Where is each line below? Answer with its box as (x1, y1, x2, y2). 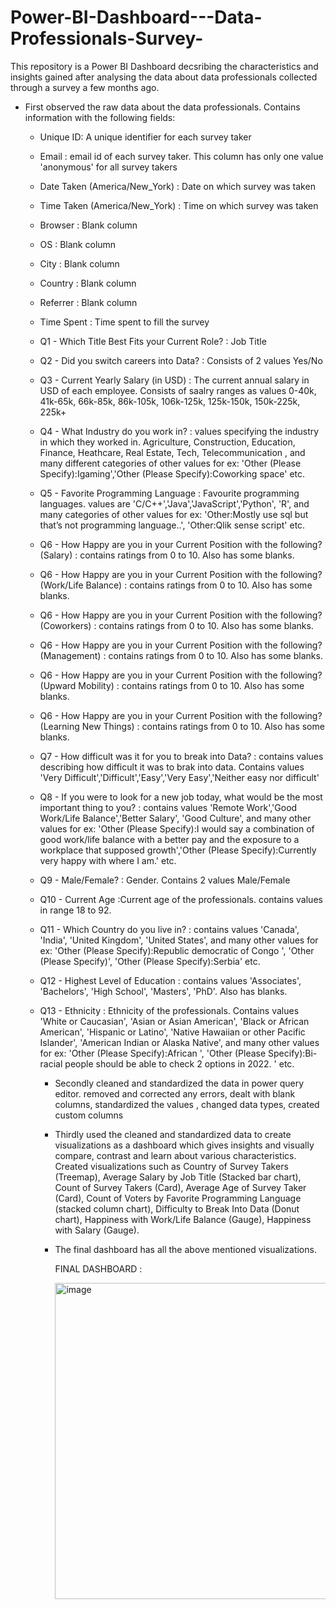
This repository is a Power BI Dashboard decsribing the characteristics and (10, 60, 319, 72)
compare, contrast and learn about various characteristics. (54, 1149, 297, 1161)
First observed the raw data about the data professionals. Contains (24, 101, 301, 113)
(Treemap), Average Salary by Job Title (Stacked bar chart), (54, 1171, 302, 1183)
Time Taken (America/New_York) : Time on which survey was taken (39, 199, 319, 211)
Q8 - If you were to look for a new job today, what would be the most (39, 791, 323, 803)
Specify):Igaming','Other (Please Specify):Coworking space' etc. (39, 467, 306, 480)
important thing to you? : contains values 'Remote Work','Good (39, 801, 298, 813)
